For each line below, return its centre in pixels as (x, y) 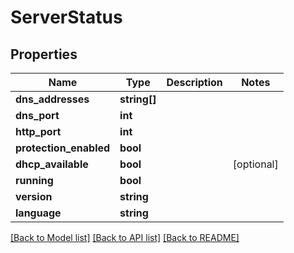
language (38, 213)
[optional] (255, 164)
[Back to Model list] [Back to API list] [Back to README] (125, 237)
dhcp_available (52, 164)
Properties (44, 54)
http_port (38, 131)
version (34, 196)
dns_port (37, 115)
